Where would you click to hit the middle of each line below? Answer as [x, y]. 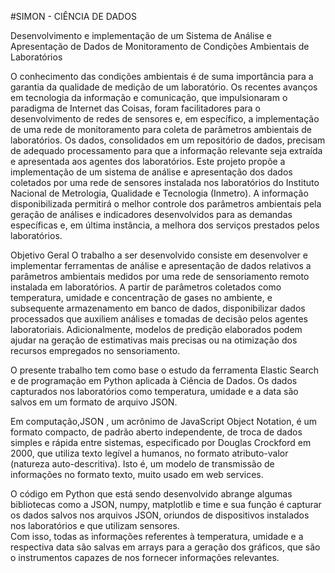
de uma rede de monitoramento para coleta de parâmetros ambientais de [161, 129]
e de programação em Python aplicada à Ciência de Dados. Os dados [154, 380]
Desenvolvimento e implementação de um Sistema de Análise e [141, 35]
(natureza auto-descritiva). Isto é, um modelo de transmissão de [142, 464]
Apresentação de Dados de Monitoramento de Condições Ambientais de [160, 46]
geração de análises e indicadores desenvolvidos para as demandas [151, 214]
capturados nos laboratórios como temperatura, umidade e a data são [154, 391]
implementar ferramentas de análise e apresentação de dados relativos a [161, 265]
